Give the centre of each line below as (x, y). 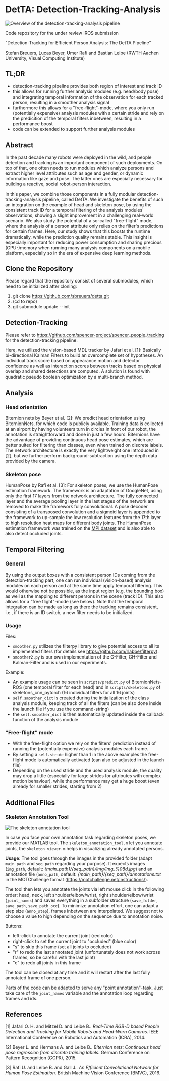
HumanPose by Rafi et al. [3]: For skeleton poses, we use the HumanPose (82, 485)
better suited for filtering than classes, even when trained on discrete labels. (84, 445)
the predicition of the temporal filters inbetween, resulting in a (77, 118)
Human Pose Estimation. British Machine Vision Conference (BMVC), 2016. (83, 1073)
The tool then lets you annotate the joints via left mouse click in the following (85, 889)
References (24, 1014)
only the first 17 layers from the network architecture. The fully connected (82, 496)
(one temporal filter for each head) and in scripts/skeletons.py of (92, 687)
